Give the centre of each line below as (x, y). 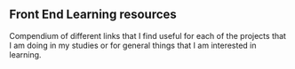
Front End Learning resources (93, 15)
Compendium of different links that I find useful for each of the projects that (148, 35)
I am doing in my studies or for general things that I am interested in (133, 45)
